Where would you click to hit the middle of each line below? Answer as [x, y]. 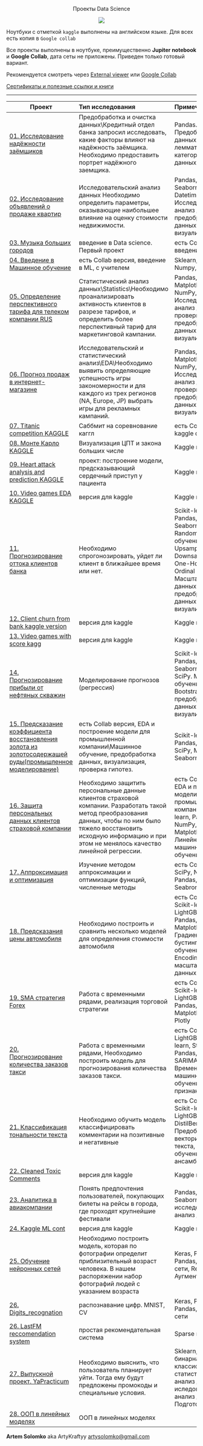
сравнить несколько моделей [122, 931]
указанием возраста [109, 1291]
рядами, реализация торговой [123, 1001]
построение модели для [114, 731]
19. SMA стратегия [37, 998]
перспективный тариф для [118, 327]
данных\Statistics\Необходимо [124, 289]
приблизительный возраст [118, 1261]
